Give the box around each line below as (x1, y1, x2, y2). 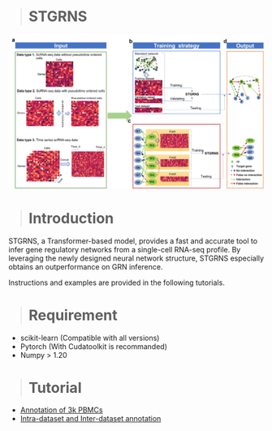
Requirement (28, 306, 118, 324)
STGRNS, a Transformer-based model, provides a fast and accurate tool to (8, 235, 258, 246)
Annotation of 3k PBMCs (19, 405, 103, 415)
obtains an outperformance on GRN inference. (8, 261, 163, 271)
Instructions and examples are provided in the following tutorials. (8, 278, 225, 287)
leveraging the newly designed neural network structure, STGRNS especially (8, 253, 265, 263)
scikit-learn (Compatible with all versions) (19, 333, 160, 343)
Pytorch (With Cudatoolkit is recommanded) (19, 341, 168, 351)
